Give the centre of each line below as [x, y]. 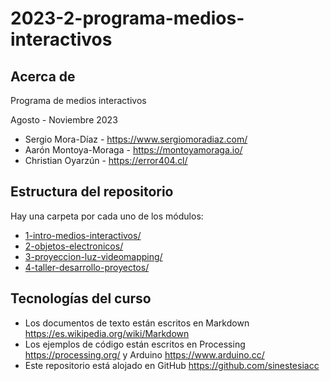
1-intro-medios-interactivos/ [83, 235]
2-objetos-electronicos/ [74, 246]
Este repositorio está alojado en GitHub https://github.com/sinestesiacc [172, 365]
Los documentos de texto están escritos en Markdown [137, 323]
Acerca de [43, 76]
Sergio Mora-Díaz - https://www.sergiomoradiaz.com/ [136, 139]
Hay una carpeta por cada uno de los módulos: [107, 216]
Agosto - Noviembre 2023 [64, 120]
